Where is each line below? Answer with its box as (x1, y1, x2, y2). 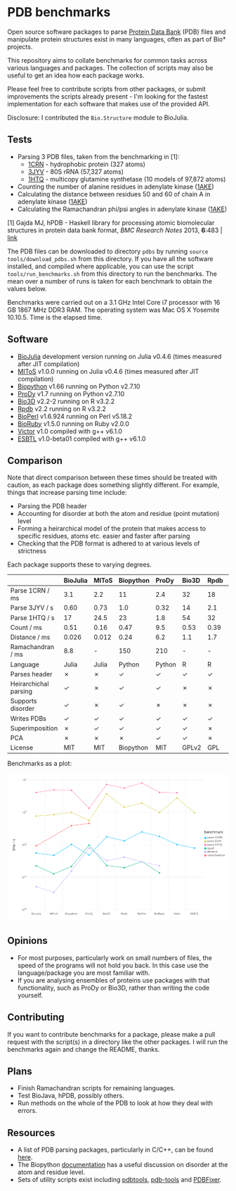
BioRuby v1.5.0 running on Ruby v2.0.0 (17, 420, 130, 428)
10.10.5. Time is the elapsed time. (7, 313, 103, 321)
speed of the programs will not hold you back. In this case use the (17, 961, 209, 969)
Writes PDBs (10, 714, 47, 722)
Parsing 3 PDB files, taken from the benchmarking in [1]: (17, 152, 180, 160)
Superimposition (10, 724, 58, 732)
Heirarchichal (10, 680, 49, 688)
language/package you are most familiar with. (17, 969, 150, 977)
